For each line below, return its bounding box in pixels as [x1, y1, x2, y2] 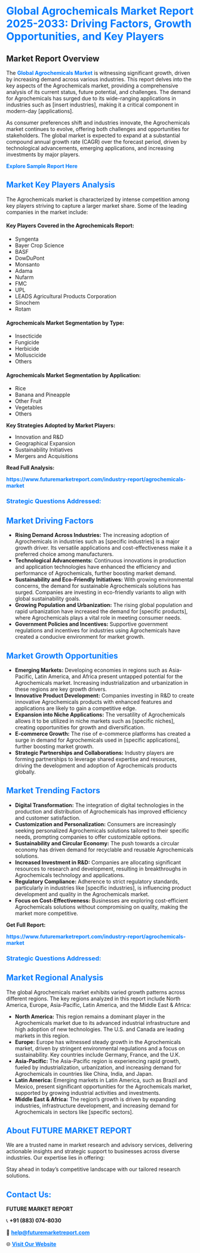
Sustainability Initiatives [14, 446, 73, 453]
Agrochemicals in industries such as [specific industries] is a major [14, 538, 180, 545]
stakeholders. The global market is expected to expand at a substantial [6, 132, 180, 139]
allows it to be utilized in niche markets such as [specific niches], [14, 717, 175, 724]
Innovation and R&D [14, 433, 64, 441]
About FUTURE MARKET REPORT [6, 1125, 133, 1136]
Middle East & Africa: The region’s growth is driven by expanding [14, 1096, 176, 1103]
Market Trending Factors [6, 785, 100, 796]
